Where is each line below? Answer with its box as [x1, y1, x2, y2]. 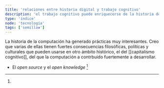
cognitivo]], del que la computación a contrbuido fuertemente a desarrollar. [5, 54, 157, 60]
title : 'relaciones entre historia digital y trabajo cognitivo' [5, 7, 141, 12]
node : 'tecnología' [5, 20, 45, 26]
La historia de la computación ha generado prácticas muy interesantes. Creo [5, 38, 159, 44]
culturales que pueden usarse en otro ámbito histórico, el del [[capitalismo [5, 49, 155, 55]
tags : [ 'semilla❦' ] [5, 25, 45, 30]
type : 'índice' [5, 16, 36, 21]
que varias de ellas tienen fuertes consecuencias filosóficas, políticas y [5, 44, 149, 50]
